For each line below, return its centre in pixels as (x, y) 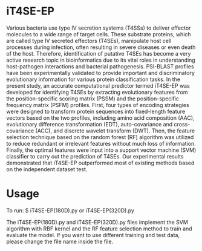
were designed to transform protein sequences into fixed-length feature (96, 111)
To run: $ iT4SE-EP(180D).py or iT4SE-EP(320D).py (70, 210)
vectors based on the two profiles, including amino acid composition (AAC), (100, 118)
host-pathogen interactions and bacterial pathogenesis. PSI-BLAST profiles (100, 66)
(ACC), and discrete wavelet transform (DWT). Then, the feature (115, 131)
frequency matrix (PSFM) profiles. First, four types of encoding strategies (98, 105)
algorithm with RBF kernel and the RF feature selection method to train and (99, 229)
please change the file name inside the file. (60, 241)
